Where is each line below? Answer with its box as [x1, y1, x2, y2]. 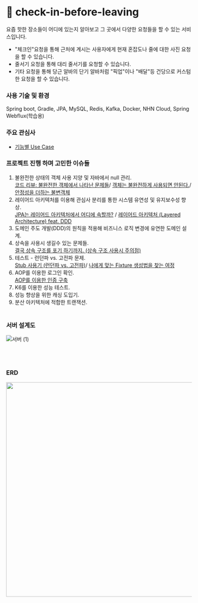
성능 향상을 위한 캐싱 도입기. [14, 291, 80, 298]
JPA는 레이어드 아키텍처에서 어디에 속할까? [14, 211, 114, 218]
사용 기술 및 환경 [6, 91, 49, 99]
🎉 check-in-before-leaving [6, 5, 140, 19]
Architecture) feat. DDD [14, 217, 72, 224]
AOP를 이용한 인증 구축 [14, 276, 68, 283]
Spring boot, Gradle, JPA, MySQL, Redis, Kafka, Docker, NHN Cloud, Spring [6, 105, 190, 112]
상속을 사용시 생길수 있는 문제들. [14, 239, 89, 246]
